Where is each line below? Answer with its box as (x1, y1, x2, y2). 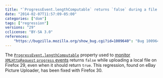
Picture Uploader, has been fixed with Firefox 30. (5, 67, 103, 73)
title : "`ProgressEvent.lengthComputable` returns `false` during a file (5, 7, 158, 12)
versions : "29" (5, 25, 36, 30)
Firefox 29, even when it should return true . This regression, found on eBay (5, 62, 156, 68)
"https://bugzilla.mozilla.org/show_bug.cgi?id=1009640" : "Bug (14, 39, 145, 44)
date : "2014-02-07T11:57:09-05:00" (5, 12, 77, 16)
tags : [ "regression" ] (5, 20, 49, 26)
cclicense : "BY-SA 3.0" (5, 30, 53, 34)
